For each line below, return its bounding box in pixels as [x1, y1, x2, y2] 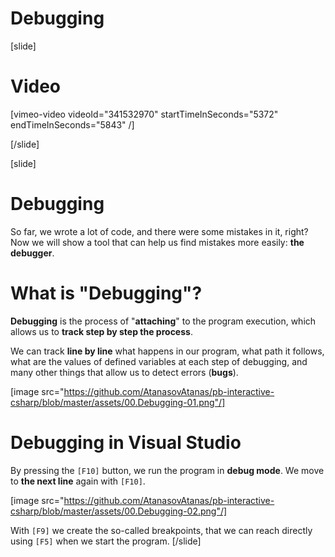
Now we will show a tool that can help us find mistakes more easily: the [10, 236, 305, 248]
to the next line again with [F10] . [10, 475, 146, 487]
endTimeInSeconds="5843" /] [10, 118, 135, 131]
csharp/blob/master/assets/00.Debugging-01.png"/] [10, 396, 226, 408]
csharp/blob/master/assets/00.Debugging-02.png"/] [10, 505, 228, 517]
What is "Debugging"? [10, 282, 203, 304]
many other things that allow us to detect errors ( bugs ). [10, 366, 239, 378]
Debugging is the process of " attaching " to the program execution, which [10, 315, 317, 327]
